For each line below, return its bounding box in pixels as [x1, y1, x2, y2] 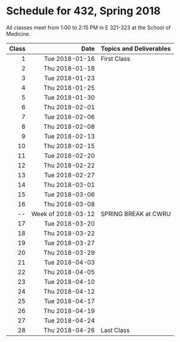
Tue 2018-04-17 [44, 297, 95, 305]
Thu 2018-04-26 [44, 326, 95, 334]
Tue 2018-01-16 [44, 54, 95, 63]
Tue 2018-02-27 [44, 171, 95, 179]
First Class [100, 54, 131, 63]
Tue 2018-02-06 [44, 112, 95, 121]
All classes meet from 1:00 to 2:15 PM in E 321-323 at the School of [6, 24, 171, 31]
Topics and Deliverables [101, 44, 171, 53]
